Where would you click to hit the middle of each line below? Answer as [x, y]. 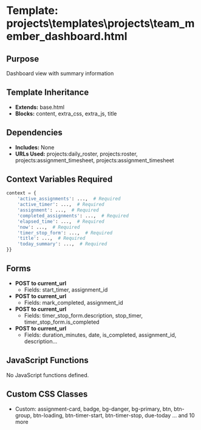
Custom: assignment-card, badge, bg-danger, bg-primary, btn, [94, 409]
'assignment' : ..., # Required [58, 210]
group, [23, 415]
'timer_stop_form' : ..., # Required [65, 233]
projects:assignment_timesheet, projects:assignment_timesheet [94, 160]
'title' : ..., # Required [51, 238]
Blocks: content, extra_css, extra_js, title [66, 114]
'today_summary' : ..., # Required [62, 244]
